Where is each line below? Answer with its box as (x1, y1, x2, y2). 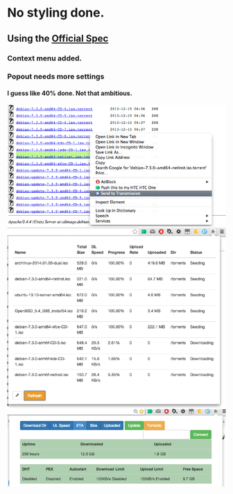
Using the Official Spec (7, 33, 109, 44)
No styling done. (7, 5, 105, 21)
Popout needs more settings (7, 71, 105, 81)
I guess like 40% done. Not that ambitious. (7, 89, 133, 98)
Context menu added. (7, 53, 82, 63)
